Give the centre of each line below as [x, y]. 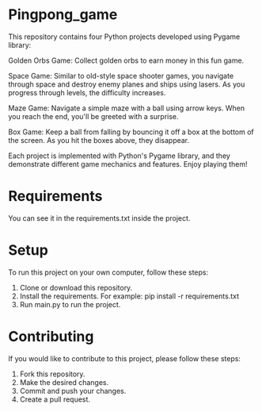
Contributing [51, 337]
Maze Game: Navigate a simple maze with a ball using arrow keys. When [127, 108]
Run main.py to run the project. [70, 304]
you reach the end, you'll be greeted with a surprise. [94, 116]
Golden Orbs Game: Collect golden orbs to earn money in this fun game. [126, 60]
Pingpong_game [63, 15]
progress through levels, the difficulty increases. [87, 92]
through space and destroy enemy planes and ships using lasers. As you [127, 84]
